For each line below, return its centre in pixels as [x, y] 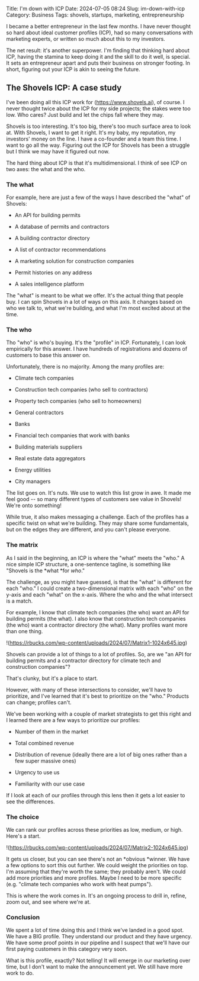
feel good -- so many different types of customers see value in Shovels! [94, 499]
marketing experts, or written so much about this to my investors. [86, 39]
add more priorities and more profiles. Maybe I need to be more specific [94, 878]
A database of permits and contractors [62, 227]
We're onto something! [34, 505]
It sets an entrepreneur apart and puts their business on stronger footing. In [98, 63]
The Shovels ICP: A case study [64, 88]
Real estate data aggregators [50, 459]
